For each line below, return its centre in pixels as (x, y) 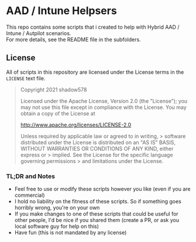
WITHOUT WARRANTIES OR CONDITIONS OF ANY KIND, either (97, 148)
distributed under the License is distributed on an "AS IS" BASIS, (98, 142)
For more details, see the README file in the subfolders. (74, 39)
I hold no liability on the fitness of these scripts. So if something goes (98, 202)
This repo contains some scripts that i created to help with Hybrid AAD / (93, 27)
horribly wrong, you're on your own (57, 208)
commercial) (30, 195)
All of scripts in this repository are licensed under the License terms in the (95, 72)
